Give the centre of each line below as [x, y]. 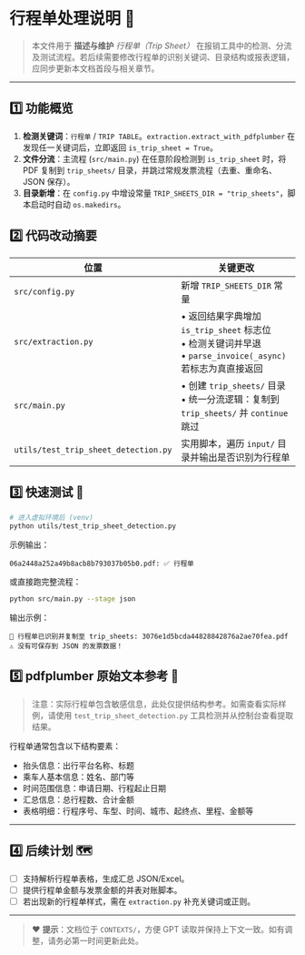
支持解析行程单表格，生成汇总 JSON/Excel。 [106, 879]
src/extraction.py [54, 341]
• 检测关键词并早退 [221, 343]
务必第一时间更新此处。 [99, 940]
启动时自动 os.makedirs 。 [78, 204]
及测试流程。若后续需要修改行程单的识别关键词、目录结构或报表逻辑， [163, 56]
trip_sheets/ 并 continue [235, 412]
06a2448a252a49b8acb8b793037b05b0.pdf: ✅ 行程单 [102, 564]
